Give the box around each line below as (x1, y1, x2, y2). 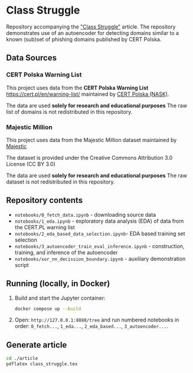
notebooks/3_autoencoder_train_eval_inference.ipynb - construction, (14, 242, 185, 249)
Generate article (6, 340, 67, 350)
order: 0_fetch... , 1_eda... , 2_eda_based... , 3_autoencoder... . (14, 323, 168, 330)
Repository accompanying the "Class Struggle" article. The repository (6, 23, 176, 30)
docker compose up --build (14, 306, 81, 311)
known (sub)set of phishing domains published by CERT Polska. (6, 36, 162, 43)
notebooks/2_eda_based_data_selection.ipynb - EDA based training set (14, 230, 185, 237)
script (14, 261, 30, 268)
